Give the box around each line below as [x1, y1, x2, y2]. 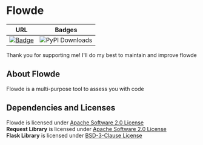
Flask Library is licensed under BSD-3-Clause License [6, 132, 142, 139]
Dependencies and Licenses [6, 103, 116, 113]
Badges [55, 25, 78, 34]
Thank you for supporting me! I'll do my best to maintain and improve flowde [6, 51, 197, 58]
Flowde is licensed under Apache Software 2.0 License [6, 119, 144, 126]
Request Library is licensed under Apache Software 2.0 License [6, 125, 167, 132]
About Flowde [6, 69, 61, 79]
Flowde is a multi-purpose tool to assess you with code [6, 85, 144, 92]
